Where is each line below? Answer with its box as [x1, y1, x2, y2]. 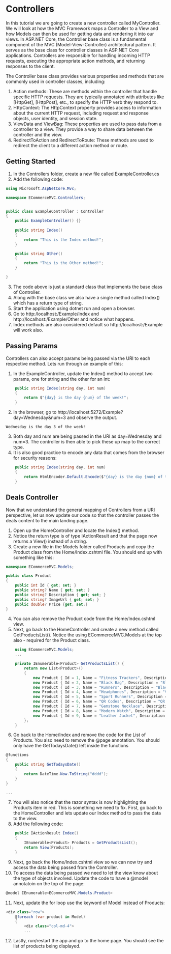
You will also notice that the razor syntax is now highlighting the [13, 799, 147, 805]
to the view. [13, 816, 38, 822]
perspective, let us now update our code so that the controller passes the [6, 512, 159, 518]
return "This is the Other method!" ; [24, 261, 104, 266]
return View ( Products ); [24, 845, 74, 850]
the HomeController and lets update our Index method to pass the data [13, 810, 161, 816]
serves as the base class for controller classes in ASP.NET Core [6, 47, 139, 53]
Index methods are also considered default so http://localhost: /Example [13, 321, 163, 327]
